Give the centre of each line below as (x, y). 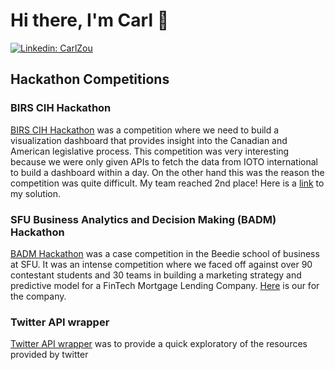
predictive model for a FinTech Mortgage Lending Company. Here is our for (165, 285)
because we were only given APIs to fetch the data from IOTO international (164, 161)
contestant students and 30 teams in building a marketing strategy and (156, 275)
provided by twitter (49, 355)
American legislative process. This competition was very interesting (150, 151)
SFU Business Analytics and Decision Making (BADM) (143, 219)
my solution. (35, 193)
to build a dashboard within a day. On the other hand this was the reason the (167, 172)
